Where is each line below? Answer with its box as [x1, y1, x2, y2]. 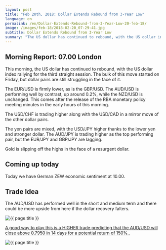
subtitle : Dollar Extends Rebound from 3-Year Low [5, 30, 112, 35]
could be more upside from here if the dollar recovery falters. [5, 206, 130, 212]
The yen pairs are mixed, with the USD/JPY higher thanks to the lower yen [5, 126, 156, 132]
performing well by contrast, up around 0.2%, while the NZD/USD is [5, 91, 143, 97]
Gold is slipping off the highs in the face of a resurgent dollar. [5, 146, 130, 152]
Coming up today [5, 160, 59, 169]
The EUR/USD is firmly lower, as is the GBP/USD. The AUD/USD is [5, 86, 139, 92]
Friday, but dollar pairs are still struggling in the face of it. [5, 76, 122, 82]
